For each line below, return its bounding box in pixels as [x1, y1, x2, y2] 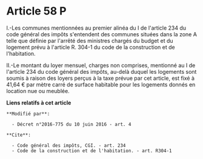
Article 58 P [6, 4, 67, 18]
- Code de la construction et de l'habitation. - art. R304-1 [12, 148, 172, 154]
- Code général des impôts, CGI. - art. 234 [12, 142, 126, 149]
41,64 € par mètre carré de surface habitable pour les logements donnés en [6, 80, 196, 88]
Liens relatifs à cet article [6, 99, 72, 106]
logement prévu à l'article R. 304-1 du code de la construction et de [6, 44, 175, 51]
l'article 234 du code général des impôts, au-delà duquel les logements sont [6, 68, 197, 75]
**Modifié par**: [6, 111, 50, 117]
